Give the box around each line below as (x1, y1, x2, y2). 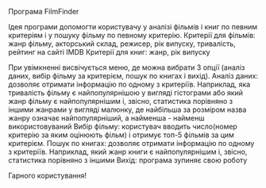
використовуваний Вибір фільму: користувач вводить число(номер (8, 122, 238, 131)
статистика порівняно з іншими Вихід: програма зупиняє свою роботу (8, 155, 248, 165)
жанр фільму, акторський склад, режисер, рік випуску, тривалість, (8, 39, 236, 48)
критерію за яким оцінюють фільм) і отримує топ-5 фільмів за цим (8, 130, 234, 140)
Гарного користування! (8, 171, 87, 180)
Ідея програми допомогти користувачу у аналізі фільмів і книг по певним (8, 22, 258, 31)
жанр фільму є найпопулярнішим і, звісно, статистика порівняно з (8, 97, 233, 106)
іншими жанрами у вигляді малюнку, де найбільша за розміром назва (8, 105, 247, 114)
